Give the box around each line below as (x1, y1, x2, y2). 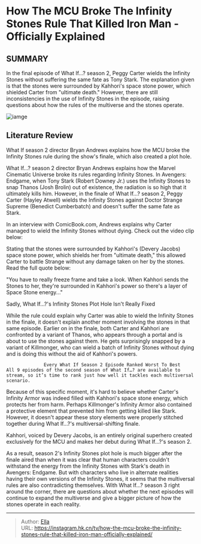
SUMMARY (6, 53, 49, 64)
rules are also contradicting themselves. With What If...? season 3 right (6, 482, 180, 489)
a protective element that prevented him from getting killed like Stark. (6, 407, 177, 414)
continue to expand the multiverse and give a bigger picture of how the (6, 494, 181, 501)
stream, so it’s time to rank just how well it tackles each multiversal (6, 372, 194, 378)
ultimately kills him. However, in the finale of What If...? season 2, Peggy (6, 190, 183, 197)
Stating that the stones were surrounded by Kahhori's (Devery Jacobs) (6, 245, 181, 252)
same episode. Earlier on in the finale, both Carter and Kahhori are (6, 324, 169, 331)
